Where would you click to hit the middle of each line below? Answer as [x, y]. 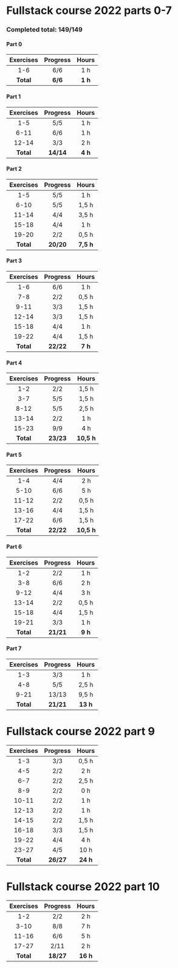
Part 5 [14, 455]
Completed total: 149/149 [45, 30]
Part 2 [14, 169]
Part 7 [14, 648]
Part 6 [14, 546]
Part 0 [14, 44]
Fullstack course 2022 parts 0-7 [89, 11]
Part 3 [14, 261]
